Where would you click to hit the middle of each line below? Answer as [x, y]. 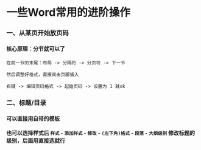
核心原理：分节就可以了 [36, 49]
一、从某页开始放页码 [37, 33]
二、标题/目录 [26, 103]
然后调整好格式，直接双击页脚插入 [43, 75]
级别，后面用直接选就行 [36, 141]
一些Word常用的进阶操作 [69, 12]
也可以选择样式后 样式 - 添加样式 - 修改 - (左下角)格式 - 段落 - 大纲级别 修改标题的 [100, 133]
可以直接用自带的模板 [33, 118]
